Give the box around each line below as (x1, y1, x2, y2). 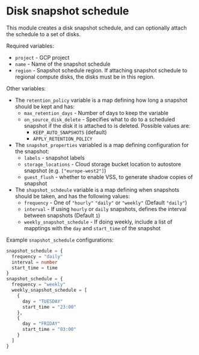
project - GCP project (14, 54, 70, 61)
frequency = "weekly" (11, 281, 66, 287)
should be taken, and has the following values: (14, 192, 130, 199)
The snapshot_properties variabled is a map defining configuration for (14, 141, 189, 148)
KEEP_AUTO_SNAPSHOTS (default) (32, 128, 107, 136)
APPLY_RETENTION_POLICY (32, 136, 93, 142)
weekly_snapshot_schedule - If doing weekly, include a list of (23, 218, 173, 225)
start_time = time (11, 265, 58, 271)
